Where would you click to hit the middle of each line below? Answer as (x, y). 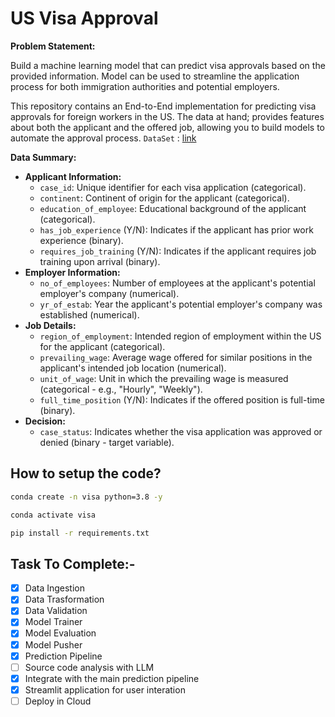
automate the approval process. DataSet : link (103, 138)
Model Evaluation (60, 633)
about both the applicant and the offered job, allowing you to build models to (168, 127)
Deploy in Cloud (58, 701)
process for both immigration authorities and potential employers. (145, 86)
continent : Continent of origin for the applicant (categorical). (164, 198)
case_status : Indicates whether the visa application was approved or (181, 431)
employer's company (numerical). (109, 293)
